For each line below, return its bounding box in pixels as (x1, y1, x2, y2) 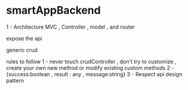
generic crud (6, 46, 38, 54)
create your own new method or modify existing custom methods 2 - (6, 64, 174, 72)
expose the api (6, 35, 43, 42)
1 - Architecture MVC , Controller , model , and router (6, 23, 135, 30)
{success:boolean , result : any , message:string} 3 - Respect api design (6, 70, 183, 77)
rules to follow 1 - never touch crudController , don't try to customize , (6, 58, 177, 65)
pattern (6, 77, 24, 84)
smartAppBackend (6, 4, 101, 17)
